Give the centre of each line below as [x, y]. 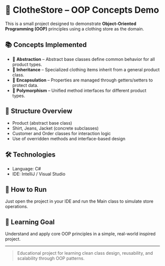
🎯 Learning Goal [30, 222]
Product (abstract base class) [42, 123]
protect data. [25, 85]
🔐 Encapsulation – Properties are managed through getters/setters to [82, 80]
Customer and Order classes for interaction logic [62, 133]
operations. [17, 207]
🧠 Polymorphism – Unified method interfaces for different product [79, 90]
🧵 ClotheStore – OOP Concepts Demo [82, 10]
